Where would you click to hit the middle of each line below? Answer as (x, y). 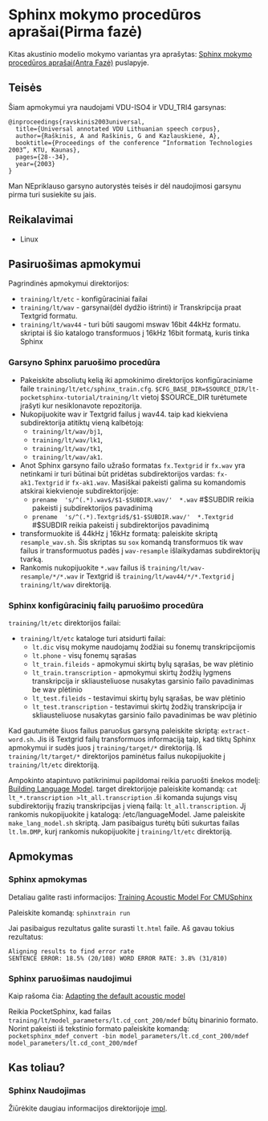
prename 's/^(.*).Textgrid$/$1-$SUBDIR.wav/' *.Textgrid (133, 517)
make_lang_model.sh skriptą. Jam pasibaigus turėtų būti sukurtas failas (124, 822)
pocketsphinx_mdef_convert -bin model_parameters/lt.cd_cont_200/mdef (129, 1036)
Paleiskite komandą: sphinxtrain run (69, 912)
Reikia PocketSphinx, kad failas (60, 1011)
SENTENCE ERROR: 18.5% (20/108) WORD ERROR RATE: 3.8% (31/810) (118, 958)
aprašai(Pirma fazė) (75, 32)
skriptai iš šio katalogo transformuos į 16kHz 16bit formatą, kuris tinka (135, 333)
